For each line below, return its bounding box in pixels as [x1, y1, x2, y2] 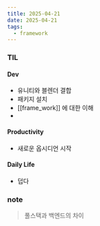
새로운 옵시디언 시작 [17, 144, 72, 152]
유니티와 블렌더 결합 [17, 86, 72, 95]
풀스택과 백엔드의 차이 [24, 211, 85, 220]
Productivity [7, 127, 44, 136]
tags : [7, 23, 23, 30]
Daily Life [7, 160, 35, 169]
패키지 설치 [17, 95, 48, 103]
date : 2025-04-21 [7, 17, 58, 24]
